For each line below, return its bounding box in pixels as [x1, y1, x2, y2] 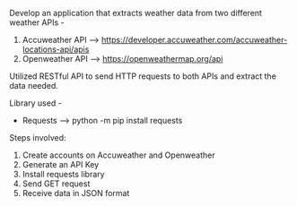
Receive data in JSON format [22, 188, 130, 198]
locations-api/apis [22, 44, 90, 55]
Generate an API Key [22, 159, 100, 169]
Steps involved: [9, 133, 66, 142]
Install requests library [22, 169, 105, 179]
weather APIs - [9, 17, 65, 28]
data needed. [9, 81, 58, 90]
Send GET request [22, 178, 91, 189]
